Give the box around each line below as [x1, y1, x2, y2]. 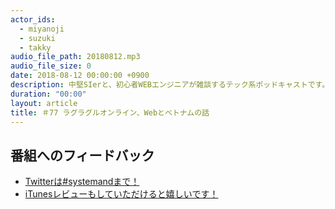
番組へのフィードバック [10, 147, 155, 164]
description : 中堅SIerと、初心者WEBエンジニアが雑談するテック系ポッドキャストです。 [10, 80, 330, 90]
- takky [19, 42, 52, 53]
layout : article [10, 98, 78, 108]
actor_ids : [10, 14, 56, 25]
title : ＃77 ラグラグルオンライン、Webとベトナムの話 [10, 107, 210, 118]
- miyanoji [19, 24, 65, 34]
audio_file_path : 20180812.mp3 [10, 52, 141, 62]
